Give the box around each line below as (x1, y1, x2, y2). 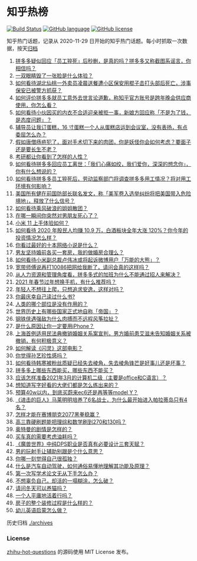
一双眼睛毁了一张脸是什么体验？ (15, 72, 93, 79)
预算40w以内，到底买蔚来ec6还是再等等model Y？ (15, 388, 139, 395)
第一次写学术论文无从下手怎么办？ (15, 470, 98, 477)
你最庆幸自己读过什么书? (15, 293, 75, 300)
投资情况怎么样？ (15, 234, 57, 241)
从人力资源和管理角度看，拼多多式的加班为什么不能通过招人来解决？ (15, 270, 181, 278)
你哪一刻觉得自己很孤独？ (15, 455, 78, 462)
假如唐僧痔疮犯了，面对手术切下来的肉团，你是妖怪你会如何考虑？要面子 (15, 138, 191, 145)
